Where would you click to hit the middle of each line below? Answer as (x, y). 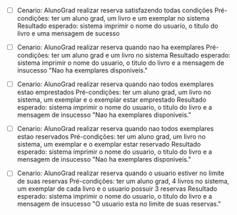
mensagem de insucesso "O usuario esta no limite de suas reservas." (119, 204)
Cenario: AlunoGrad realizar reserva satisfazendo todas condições (115, 10)
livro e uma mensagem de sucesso (68, 33)
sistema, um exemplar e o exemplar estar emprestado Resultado (111, 100)
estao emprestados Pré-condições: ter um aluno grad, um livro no (114, 93)
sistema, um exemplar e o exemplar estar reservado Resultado (109, 145)
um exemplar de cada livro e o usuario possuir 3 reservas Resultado (117, 189)
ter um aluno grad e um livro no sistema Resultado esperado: (141, 56)
